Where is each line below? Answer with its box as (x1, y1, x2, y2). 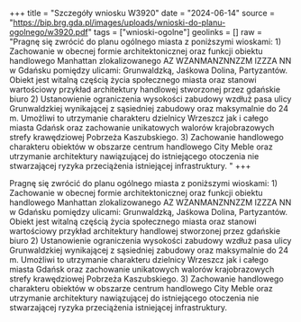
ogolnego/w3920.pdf (9, 27, 88, 37)
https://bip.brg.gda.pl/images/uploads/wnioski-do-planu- (13, 17, 226, 28)
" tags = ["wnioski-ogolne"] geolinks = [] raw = (87, 27, 263, 37)
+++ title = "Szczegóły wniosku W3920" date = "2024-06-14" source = (9, 8, 275, 18)
